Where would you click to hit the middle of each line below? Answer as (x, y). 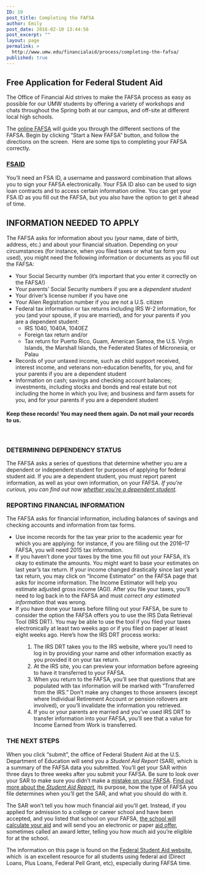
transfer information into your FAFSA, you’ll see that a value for (113, 718)
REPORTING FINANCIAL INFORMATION (65, 505)
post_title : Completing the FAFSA (50, 18)
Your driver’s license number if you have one (72, 295)
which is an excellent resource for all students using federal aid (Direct (96, 856)
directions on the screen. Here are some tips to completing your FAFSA (97, 142)
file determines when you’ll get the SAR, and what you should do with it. (97, 793)
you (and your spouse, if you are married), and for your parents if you (103, 315)
